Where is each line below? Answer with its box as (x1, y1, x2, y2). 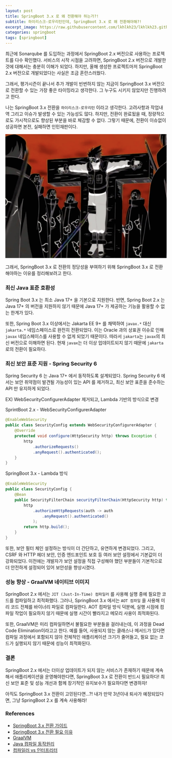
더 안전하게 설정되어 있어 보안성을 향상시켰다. (5, 564, 96, 571)
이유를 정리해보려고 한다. (23, 270, 73, 276)
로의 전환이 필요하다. (5, 346, 47, 352)
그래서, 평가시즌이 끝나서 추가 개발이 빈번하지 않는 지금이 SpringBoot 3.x (5, 81, 152, 87)
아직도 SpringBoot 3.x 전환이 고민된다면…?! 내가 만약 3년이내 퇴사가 (5, 690, 142, 697)
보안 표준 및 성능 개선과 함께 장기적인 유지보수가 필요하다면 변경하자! (10, 680, 147, 686)
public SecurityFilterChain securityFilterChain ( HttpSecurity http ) (14, 497, 164, 502)
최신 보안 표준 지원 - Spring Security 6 (5, 360, 97, 367)
